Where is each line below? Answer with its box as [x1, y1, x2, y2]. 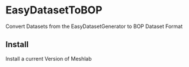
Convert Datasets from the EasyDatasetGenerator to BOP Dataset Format [5, 23, 183, 30]
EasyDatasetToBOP [5, 3, 102, 17]
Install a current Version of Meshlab [5, 55, 92, 62]
